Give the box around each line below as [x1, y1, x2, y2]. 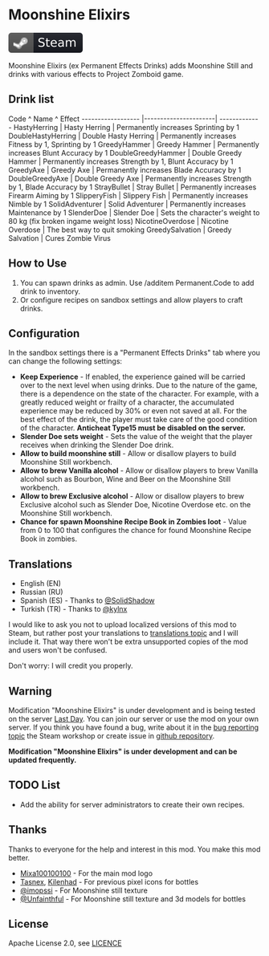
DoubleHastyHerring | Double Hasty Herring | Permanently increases [8, 131, 237, 140]
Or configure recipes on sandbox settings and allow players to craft [19, 295, 243, 304]
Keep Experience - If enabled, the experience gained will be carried [19, 372, 246, 382]
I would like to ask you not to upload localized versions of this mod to [8, 620, 237, 629]
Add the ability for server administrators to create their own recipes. [19, 799, 245, 809]
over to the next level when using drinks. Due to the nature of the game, [19, 380, 258, 390]
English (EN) [19, 579, 62, 588]
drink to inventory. [19, 287, 80, 296]
